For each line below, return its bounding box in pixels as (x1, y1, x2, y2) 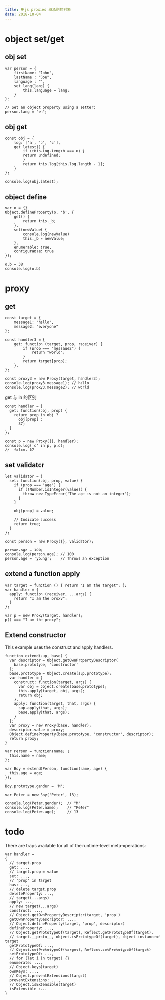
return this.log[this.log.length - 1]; (23, 162, 105, 167)
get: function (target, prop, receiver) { (14, 342, 103, 347)
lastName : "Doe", (14, 75, 52, 80)
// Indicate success (14, 517, 56, 522)
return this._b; (23, 219, 56, 224)
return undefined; (23, 153, 61, 158)
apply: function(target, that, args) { (14, 701, 96, 706)
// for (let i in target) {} (9, 956, 70, 961)
